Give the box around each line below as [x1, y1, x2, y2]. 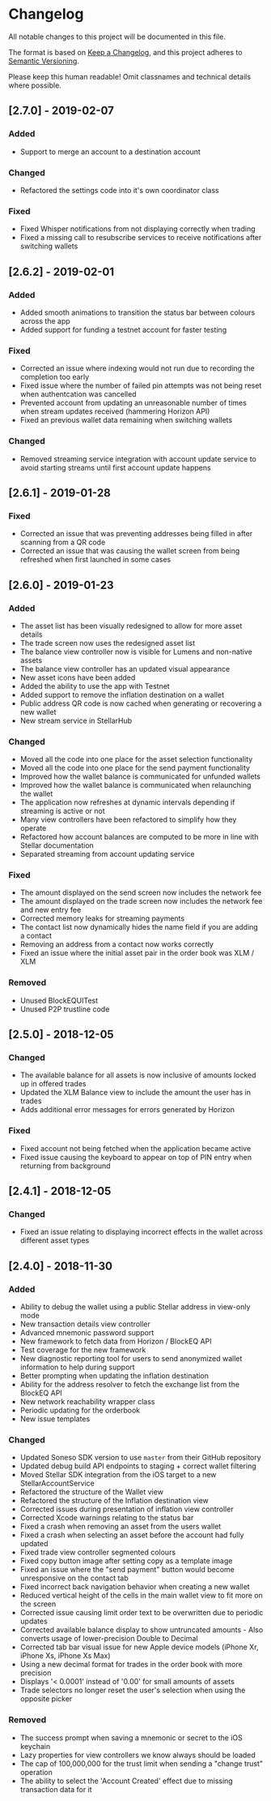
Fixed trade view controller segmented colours [19, 1547, 176, 1558]
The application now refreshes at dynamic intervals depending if [19, 797, 235, 807]
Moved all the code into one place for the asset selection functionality [19, 754, 253, 764]
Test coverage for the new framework [19, 1345, 146, 1355]
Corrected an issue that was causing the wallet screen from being [19, 546, 240, 556]
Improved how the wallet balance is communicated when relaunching [19, 780, 252, 790]
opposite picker [19, 1694, 73, 1704]
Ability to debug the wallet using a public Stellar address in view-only [19, 1302, 251, 1312]
